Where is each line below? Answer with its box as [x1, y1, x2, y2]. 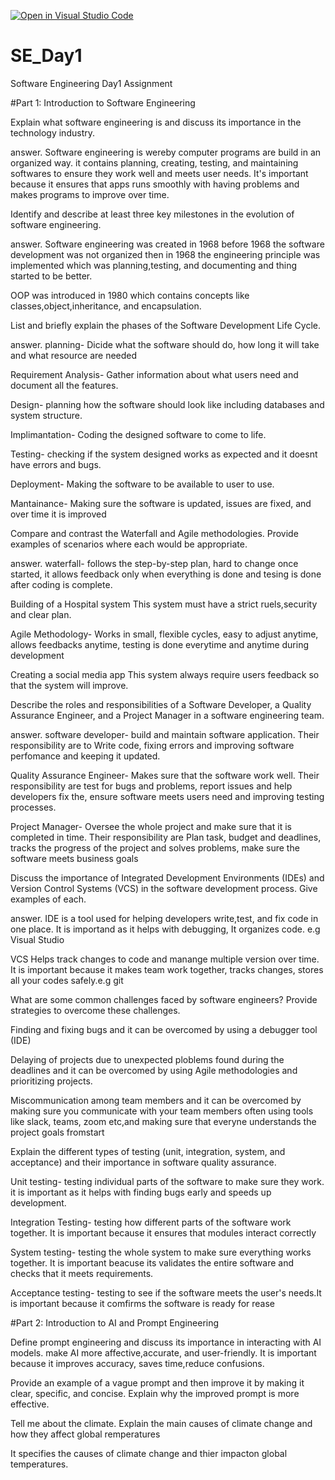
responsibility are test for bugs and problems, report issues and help [10, 780, 293, 792]
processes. [10, 801, 57, 813]
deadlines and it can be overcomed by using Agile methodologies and [10, 1064, 298, 1076]
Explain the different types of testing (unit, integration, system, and [10, 1145, 286, 1157]
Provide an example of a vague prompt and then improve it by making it [10, 1376, 305, 1389]
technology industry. [10, 126, 95, 139]
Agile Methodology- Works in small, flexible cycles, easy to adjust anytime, [10, 628, 319, 640]
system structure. [10, 409, 83, 421]
